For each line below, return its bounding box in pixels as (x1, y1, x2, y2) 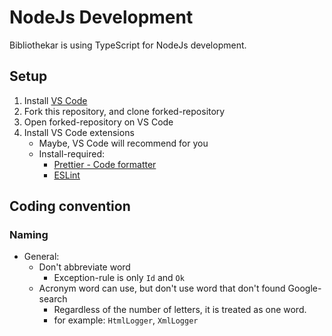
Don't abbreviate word (38, 261, 131, 273)
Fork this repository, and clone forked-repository (23, 105, 226, 117)
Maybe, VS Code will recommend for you (38, 137, 209, 149)
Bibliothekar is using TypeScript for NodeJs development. (9, 39, 247, 51)
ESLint (53, 169, 81, 181)
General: (23, 251, 60, 263)
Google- (287, 282, 322, 295)
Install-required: (38, 147, 105, 160)
